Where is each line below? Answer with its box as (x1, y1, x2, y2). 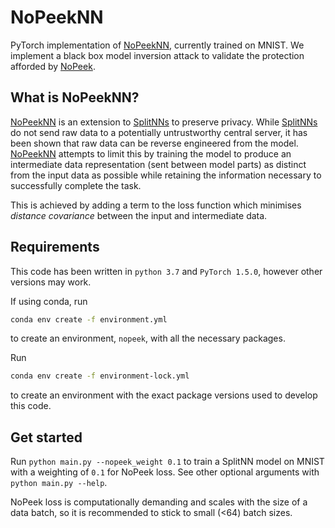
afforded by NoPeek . (10, 60, 96, 72)
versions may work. (10, 276, 92, 288)
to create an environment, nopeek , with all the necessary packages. (10, 332, 286, 345)
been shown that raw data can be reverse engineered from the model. (10, 137, 299, 149)
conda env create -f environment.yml (10, 314, 168, 325)
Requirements (10, 239, 100, 256)
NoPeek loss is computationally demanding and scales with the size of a (10, 496, 308, 508)
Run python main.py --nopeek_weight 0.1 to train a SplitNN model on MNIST (10, 456, 325, 468)
